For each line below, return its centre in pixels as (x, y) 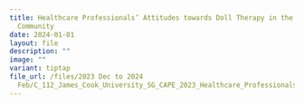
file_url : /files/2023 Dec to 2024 (76, 77)
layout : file (34, 43)
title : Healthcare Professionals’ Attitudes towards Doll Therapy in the (152, 18)
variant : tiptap (40, 69)
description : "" (40, 52)
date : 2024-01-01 (42, 34)
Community (36, 26)
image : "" (28, 60)
